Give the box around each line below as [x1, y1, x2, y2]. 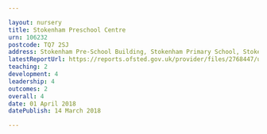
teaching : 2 [8, 63, 48, 71]
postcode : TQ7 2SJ [8, 40, 69, 48]
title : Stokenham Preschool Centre [8, 25, 126, 34]
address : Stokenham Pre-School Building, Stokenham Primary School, [8, 48, 240, 56]
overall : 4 [8, 92, 44, 100]
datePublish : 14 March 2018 [8, 107, 102, 115]
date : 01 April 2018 [8, 100, 77, 108]
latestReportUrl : [8, 56, 66, 63]
